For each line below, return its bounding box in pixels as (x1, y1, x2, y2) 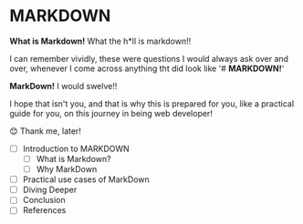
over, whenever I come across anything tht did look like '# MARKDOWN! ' (9, 63, 285, 74)
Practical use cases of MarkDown (22, 174, 150, 185)
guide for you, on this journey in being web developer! (9, 107, 213, 118)
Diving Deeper (22, 184, 78, 196)
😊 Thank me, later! (9, 125, 82, 137)
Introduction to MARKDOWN (22, 143, 130, 154)
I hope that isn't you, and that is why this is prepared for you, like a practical (9, 97, 295, 109)
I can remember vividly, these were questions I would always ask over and (9, 53, 289, 64)
